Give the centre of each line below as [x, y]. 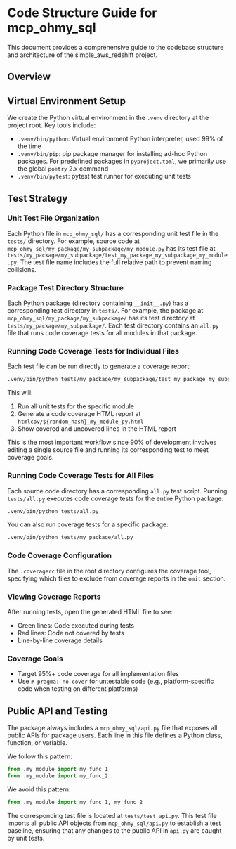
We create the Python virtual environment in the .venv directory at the [108, 118]
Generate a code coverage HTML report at [79, 414]
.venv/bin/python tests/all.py [53, 511]
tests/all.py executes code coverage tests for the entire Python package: [116, 498]
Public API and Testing [58, 711]
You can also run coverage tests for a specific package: [88, 524]
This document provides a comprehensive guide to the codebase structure [116, 47]
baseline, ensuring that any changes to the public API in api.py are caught [114, 830]
